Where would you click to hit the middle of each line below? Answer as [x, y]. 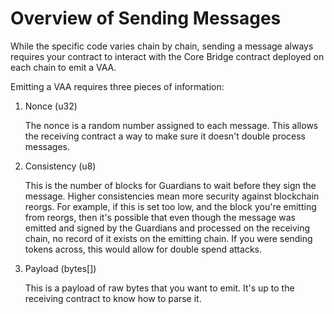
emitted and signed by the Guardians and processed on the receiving [167, 228]
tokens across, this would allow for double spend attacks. [143, 249]
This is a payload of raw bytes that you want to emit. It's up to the [159, 288]
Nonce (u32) [51, 106]
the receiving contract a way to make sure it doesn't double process [165, 136]
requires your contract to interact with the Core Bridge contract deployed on [167, 56]
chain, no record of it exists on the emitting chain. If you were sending [168, 238]
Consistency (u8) [60, 166]
